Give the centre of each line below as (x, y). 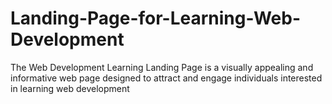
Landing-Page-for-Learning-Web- (155, 18)
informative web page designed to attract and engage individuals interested (166, 78)
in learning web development (70, 88)
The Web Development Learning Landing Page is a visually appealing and (162, 67)
